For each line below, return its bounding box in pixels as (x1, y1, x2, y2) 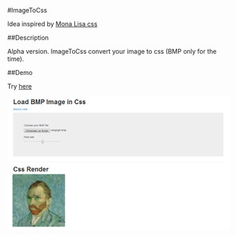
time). (7, 55, 25, 63)
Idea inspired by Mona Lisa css (7, 20, 98, 28)
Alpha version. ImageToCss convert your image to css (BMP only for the (7, 47, 217, 55)
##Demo (7, 69, 33, 76)
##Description (7, 33, 49, 42)
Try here (7, 82, 33, 91)
